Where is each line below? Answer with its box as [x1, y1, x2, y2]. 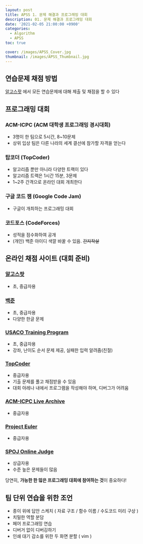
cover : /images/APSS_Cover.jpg [5, 49, 71, 55]
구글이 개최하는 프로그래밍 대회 [12, 205, 74, 212]
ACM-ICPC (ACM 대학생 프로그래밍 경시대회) [5, 121, 111, 128]
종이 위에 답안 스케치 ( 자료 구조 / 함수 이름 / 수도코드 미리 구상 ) [12, 508, 139, 514]
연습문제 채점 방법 [5, 74, 58, 82]
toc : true [5, 40, 26, 46]
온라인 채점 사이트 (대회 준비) [5, 254, 90, 263]
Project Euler [5, 423, 38, 430]
